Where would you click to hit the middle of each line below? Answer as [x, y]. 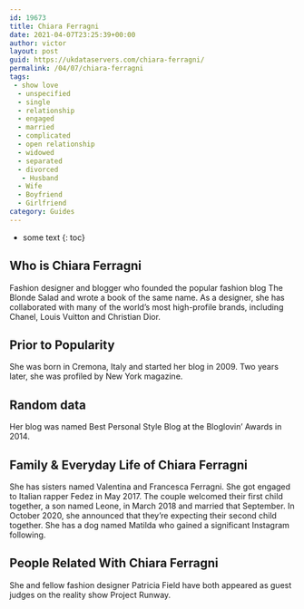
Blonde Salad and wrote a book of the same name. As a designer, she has [147, 297]
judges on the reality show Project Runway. [90, 594]
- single [34, 102]
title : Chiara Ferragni [54, 26]
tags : [20, 77]
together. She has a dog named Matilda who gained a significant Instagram [150, 525]
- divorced [38, 169]
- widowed [36, 152]
